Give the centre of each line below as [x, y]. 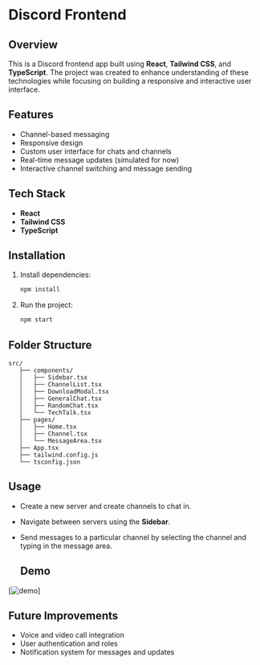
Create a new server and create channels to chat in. [106, 506]
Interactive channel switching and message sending [106, 168]
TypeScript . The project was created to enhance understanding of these [128, 72]
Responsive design [51, 142]
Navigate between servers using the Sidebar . [95, 522]
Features [31, 115]
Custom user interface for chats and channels [95, 151]
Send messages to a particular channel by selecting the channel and [133, 537]
